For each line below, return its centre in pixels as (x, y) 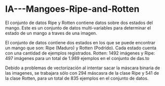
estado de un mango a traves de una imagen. (51, 33)
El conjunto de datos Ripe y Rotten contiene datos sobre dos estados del (79, 23)
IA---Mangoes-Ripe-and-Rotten (72, 9)
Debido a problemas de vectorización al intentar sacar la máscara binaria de (83, 68)
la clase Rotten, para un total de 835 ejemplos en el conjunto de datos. (77, 78)
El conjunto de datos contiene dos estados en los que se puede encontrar (80, 42)
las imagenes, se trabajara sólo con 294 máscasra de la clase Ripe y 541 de (82, 73)
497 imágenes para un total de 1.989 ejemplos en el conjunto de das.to (77, 58)
